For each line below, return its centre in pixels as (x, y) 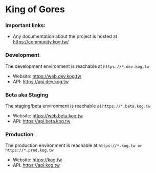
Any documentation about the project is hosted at (65, 36)
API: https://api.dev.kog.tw (41, 81)
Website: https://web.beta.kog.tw (48, 116)
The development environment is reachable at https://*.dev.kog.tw (77, 66)
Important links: (26, 26)
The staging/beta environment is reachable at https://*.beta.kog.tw (78, 106)
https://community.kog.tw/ (41, 42)
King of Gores (35, 9)
